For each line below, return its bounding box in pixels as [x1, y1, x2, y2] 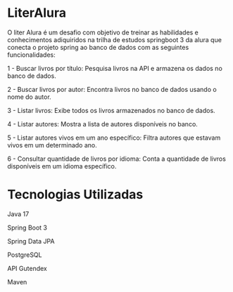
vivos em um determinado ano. [7, 140, 97, 149]
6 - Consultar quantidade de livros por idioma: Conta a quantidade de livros [7, 154, 227, 163]
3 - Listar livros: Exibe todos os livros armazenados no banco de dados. [7, 106, 216, 114]
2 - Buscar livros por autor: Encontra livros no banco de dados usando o [7, 85, 217, 93]
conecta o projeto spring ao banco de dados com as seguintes [7, 43, 189, 51]
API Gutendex [7, 264, 47, 272]
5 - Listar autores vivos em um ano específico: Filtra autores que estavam [7, 133, 221, 142]
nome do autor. [7, 93, 51, 101]
